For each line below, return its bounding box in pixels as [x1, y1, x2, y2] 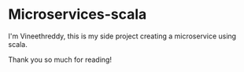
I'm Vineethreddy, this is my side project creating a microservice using [8, 31, 237, 41]
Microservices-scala [8, 5, 147, 23]
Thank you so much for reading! [8, 55, 113, 64]
